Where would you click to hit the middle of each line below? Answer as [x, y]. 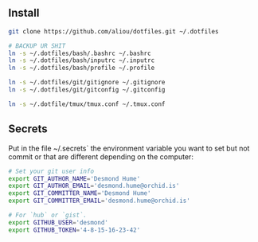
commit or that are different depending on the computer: [101, 156]
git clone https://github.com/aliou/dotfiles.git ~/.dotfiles [113, 31]
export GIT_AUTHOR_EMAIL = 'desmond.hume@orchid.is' [94, 186]
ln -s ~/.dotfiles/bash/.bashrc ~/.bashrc [80, 53]
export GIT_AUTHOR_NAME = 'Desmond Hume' [74, 178]
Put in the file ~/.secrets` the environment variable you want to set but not [129, 148]
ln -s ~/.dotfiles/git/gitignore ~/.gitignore [87, 83]
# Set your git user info [51, 171]
